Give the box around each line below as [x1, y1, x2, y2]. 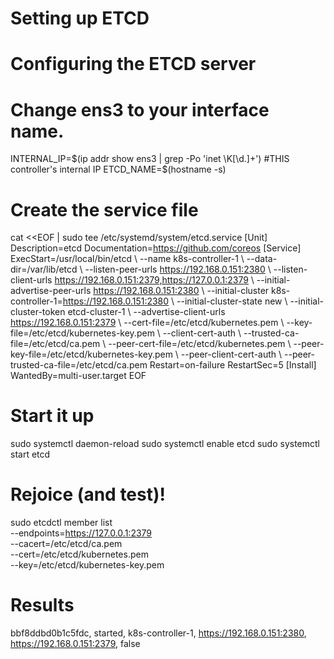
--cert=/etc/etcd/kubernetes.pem [10, 548, 149, 561]
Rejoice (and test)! [10, 483, 166, 506]
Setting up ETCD [10, 7, 150, 30]
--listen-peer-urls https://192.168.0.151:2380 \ [84, 263, 272, 276]
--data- [246, 253, 278, 265]
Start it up [10, 405, 95, 427]
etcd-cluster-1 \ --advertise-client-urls [67, 306, 226, 318]
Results [10, 594, 75, 617]
